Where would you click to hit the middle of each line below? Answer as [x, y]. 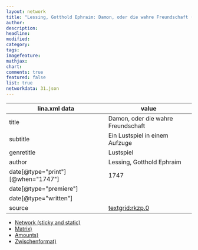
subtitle [19, 139]
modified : [18, 39]
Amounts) [27, 235]
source [19, 207]
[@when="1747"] [34, 179]
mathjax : [17, 61]
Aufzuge [120, 142]
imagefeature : [24, 56]
